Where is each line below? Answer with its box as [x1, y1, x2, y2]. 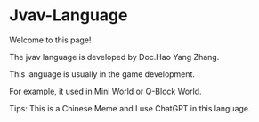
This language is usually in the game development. [9, 68, 196, 80]
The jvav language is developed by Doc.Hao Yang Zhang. [9, 51, 220, 62]
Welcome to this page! [9, 34, 92, 45]
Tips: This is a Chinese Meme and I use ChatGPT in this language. [9, 103, 251, 113]
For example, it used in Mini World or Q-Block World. [9, 86, 202, 96]
